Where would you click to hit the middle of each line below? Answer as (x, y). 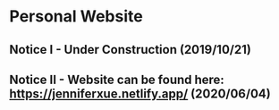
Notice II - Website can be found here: (117, 79)
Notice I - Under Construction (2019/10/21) (131, 50)
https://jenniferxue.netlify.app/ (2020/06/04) (140, 93)
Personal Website (76, 17)
